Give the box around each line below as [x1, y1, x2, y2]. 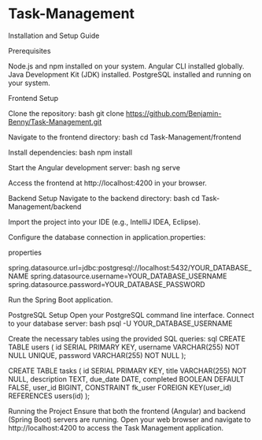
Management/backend [8, 202, 82, 211]
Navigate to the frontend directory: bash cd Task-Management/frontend [8, 132, 242, 142]
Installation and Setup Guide [8, 31, 100, 40]
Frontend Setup [8, 93, 59, 103]
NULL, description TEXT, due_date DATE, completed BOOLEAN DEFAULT [8, 374, 245, 383]
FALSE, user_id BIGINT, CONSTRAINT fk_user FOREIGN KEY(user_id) [8, 382, 232, 392]
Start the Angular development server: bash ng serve [8, 162, 181, 172]
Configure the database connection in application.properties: [8, 232, 206, 241]
